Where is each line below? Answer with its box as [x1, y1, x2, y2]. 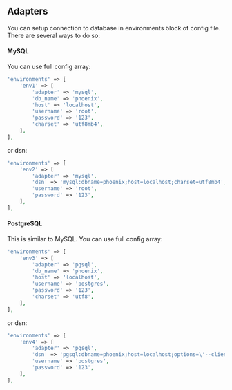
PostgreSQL [7, 219, 43, 228]
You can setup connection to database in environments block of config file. [7, 24, 221, 32]
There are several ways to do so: [7, 31, 100, 39]
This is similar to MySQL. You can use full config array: [7, 234, 163, 243]
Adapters [7, 6, 48, 17]
